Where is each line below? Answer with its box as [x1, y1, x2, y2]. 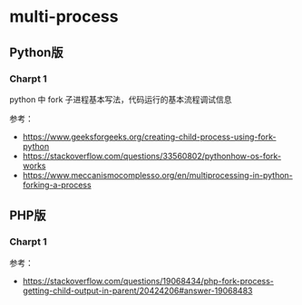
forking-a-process [22, 179, 93, 190]
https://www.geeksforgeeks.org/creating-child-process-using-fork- [22, 131, 277, 142]
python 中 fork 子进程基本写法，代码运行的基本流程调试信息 [9, 93, 233, 105]
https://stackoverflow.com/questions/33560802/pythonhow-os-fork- [22, 150, 282, 161]
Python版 [9, 44, 63, 60]
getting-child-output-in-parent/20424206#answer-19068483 [22, 285, 253, 296]
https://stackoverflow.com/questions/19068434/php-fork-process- [22, 275, 275, 286]
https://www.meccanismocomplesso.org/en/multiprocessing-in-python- [22, 169, 293, 180]
